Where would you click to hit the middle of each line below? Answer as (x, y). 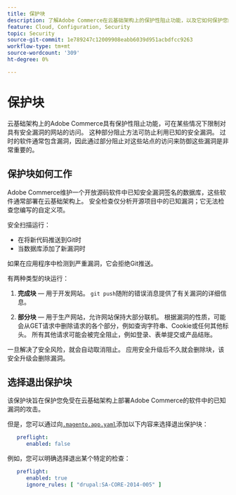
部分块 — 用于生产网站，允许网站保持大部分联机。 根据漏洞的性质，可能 (122, 317)
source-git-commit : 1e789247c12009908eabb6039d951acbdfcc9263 (100, 40)
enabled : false (48, 444)
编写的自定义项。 (44, 210)
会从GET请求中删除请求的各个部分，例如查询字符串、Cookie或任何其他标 (123, 325)
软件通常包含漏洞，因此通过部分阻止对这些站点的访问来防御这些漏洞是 (121, 140)
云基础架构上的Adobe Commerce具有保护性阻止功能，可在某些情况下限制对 (117, 123)
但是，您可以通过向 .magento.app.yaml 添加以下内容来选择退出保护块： (108, 424)
